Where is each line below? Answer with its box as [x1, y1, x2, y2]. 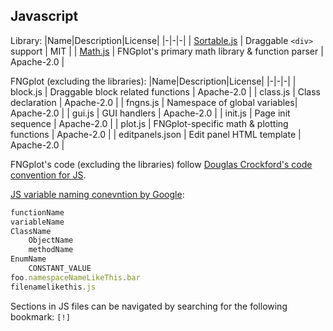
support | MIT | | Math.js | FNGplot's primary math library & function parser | [10, 45, 324, 57]
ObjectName [28, 235, 74, 246]
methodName [28, 245, 74, 255]
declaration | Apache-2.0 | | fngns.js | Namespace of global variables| [10, 96, 298, 108]
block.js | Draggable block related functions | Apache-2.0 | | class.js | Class [10, 85, 321, 98]
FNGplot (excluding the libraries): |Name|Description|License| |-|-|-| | [10, 75, 297, 87]
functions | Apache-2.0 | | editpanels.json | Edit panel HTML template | [10, 128, 302, 140]
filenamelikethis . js [10, 282, 97, 292]
